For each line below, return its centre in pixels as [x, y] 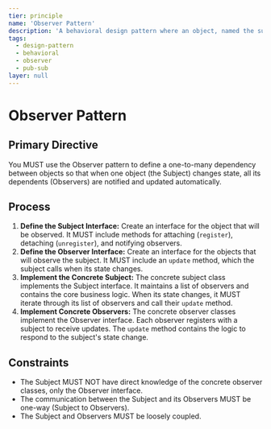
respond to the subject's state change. [84, 337]
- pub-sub [32, 68]
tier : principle [35, 16]
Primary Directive [53, 145]
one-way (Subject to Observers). [75, 408]
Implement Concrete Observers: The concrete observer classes [128, 311]
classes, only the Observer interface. [81, 390]
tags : [17, 38]
